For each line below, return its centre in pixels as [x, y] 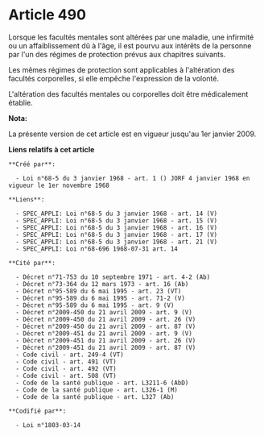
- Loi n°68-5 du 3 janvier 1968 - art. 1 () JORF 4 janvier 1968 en [133, 178]
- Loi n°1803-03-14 [48, 425]
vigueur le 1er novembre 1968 [59, 185]
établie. [21, 102]
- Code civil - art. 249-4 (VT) [70, 355]
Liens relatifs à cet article [52, 149]
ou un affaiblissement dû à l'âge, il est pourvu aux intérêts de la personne [130, 45]
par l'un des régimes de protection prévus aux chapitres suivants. [117, 54]
